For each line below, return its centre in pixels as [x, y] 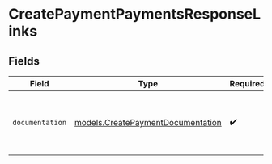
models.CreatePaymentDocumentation [148, 122]
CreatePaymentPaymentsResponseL [135, 14]
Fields [24, 61]
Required [247, 84]
